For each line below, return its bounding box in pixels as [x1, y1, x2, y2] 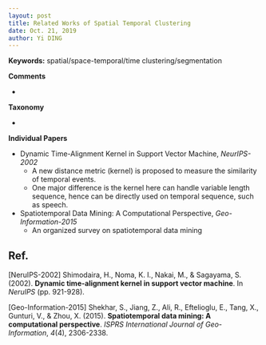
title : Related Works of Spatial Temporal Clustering [8, 19, 192, 27]
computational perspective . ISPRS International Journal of [8, 319, 204, 329]
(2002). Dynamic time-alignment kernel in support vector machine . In [8, 279, 244, 288]
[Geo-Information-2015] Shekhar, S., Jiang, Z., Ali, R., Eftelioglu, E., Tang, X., [8, 303, 260, 312]
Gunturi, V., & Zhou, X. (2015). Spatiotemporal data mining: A [8, 311, 212, 321]
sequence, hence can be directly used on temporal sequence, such [31, 191, 254, 201]
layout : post [8, 11, 52, 20]
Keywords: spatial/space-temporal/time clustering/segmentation [8, 56, 222, 66]
